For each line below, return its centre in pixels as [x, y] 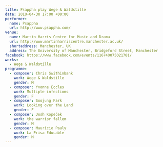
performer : [16, 19]
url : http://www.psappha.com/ [40, 28]
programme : [16, 69]
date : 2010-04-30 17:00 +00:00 [37, 14]
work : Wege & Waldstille [39, 78]
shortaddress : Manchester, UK [40, 46]
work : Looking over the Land [43, 105]
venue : [12, 32]
